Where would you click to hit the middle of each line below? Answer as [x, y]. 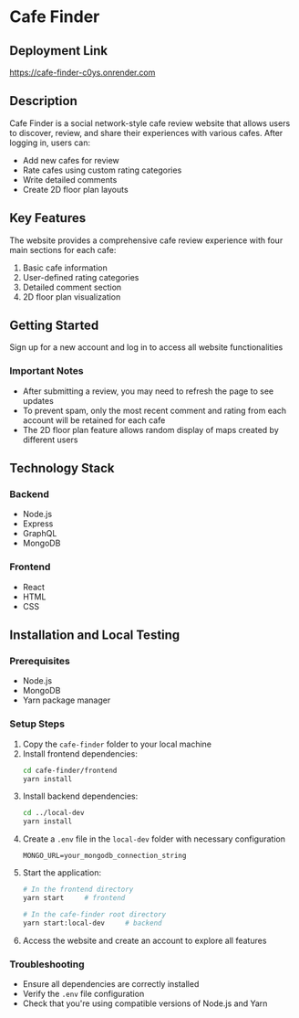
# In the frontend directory [78, 890]
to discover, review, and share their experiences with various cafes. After [146, 133]
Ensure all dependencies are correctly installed [111, 984]
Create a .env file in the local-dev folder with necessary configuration [154, 839]
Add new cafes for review [71, 160]
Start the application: [62, 873]
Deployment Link [58, 51]
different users [50, 440]
